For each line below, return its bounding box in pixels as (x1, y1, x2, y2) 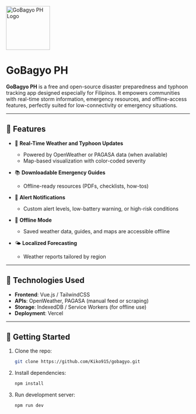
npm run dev (14, 403, 44, 409)
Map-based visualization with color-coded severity (23, 157, 146, 164)
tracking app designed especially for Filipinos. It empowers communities (6, 89, 180, 96)
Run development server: (14, 391, 76, 398)
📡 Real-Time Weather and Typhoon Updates (14, 140, 124, 147)
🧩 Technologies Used (6, 275, 85, 285)
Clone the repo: (14, 347, 52, 354)
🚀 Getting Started (6, 332, 71, 341)
